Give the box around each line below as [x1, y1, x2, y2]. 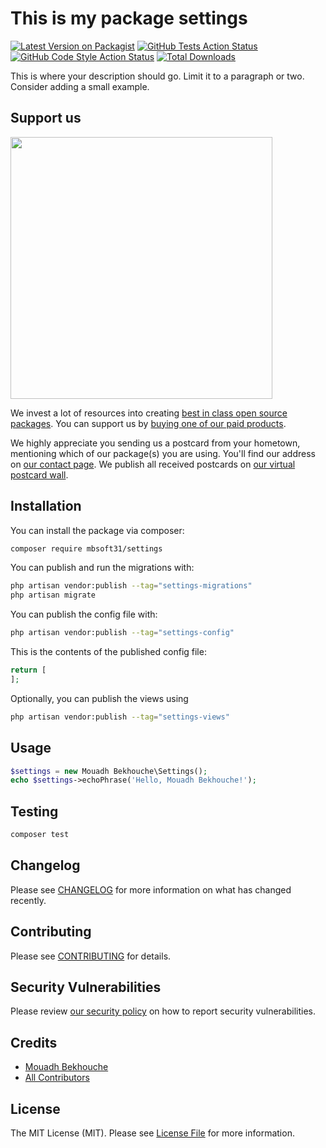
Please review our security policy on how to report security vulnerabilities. [10, 1005, 316, 1017]
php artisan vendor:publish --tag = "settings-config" [10, 628, 235, 638]
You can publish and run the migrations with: [10, 562, 195, 574]
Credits [10, 1034, 58, 1051]
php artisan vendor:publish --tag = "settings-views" [10, 712, 230, 722]
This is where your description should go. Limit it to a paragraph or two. [10, 70, 305, 82]
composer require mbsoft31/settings [10, 543, 163, 554]
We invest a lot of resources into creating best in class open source [10, 407, 288, 419]
